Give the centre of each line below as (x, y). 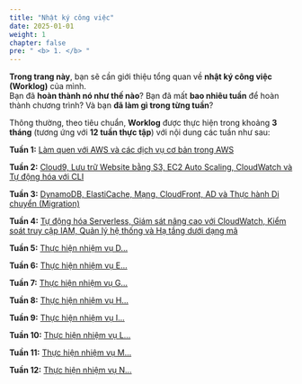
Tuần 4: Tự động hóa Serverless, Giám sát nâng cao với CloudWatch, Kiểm (148, 221)
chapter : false (38, 43)
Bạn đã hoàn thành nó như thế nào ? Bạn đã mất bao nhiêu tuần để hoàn (144, 96)
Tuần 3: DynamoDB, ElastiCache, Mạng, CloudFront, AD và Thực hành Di (145, 194)
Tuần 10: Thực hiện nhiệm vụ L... (70, 335)
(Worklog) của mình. (48, 86)
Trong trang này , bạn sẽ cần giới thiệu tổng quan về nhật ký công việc (141, 76)
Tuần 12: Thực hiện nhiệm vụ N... (71, 371)
